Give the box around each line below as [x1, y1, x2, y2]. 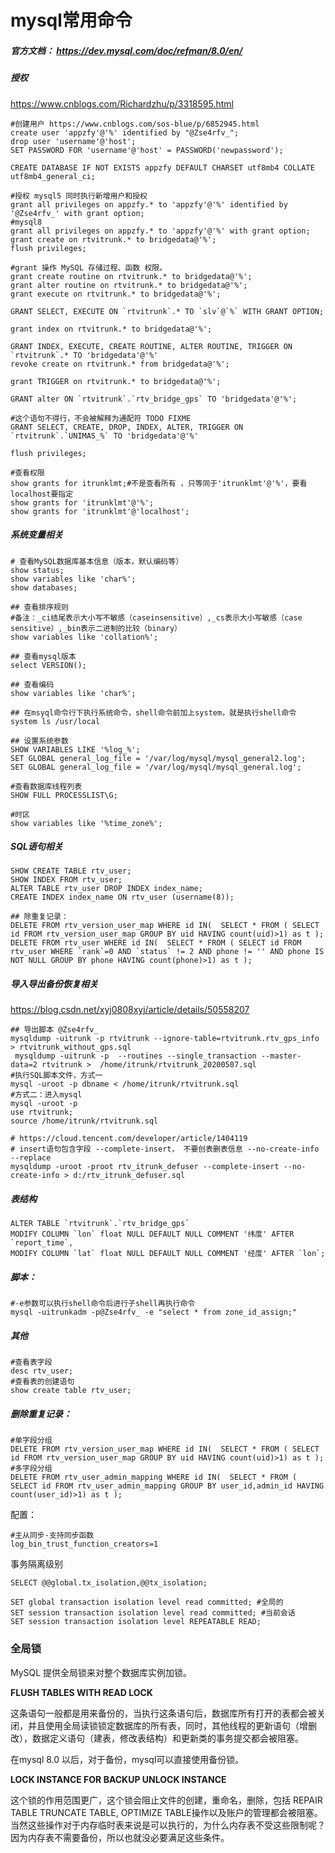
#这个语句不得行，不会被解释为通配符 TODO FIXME [10, 413, 192, 423]
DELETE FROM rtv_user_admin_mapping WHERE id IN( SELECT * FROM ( [10, 1472, 298, 1483]
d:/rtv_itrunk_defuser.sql [73, 1171, 186, 1181]
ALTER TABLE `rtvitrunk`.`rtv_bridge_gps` [10, 1219, 190, 1229]
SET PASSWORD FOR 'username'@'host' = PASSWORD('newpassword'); [10, 145, 284, 155]
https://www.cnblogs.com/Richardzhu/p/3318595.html [10, 97, 234, 110]
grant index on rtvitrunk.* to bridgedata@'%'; [10, 324, 213, 334]
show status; [10, 565, 65, 575]
